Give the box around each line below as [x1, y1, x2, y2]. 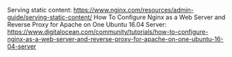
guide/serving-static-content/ [7, 13, 92, 21]
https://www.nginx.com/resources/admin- [73, 6, 194, 14]
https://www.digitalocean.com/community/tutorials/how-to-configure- [7, 27, 208, 36]
